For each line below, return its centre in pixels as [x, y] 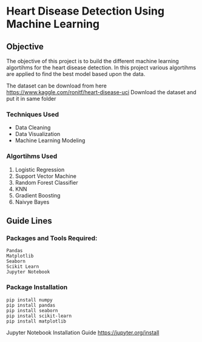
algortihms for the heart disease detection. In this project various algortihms [101, 67]
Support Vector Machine [46, 176]
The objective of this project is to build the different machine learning [93, 61]
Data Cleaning [33, 128]
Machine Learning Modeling [50, 140]
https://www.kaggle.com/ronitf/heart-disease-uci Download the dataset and [101, 92]
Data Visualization [38, 134]
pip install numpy [29, 300]
